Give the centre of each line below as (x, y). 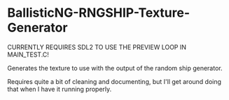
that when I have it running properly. (60, 89)
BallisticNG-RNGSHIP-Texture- (99, 13)
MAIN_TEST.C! (28, 55)
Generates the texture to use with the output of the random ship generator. (115, 68)
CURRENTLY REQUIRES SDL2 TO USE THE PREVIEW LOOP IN (97, 47)
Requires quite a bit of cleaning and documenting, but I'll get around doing (114, 81)
